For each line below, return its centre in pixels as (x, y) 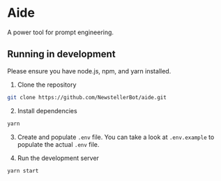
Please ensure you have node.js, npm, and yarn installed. (89, 71)
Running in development (62, 54)
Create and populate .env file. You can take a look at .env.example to (116, 137)
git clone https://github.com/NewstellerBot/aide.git (87, 97)
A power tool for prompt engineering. (60, 32)
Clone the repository (47, 85)
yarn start (23, 171)
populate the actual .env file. (58, 144)
